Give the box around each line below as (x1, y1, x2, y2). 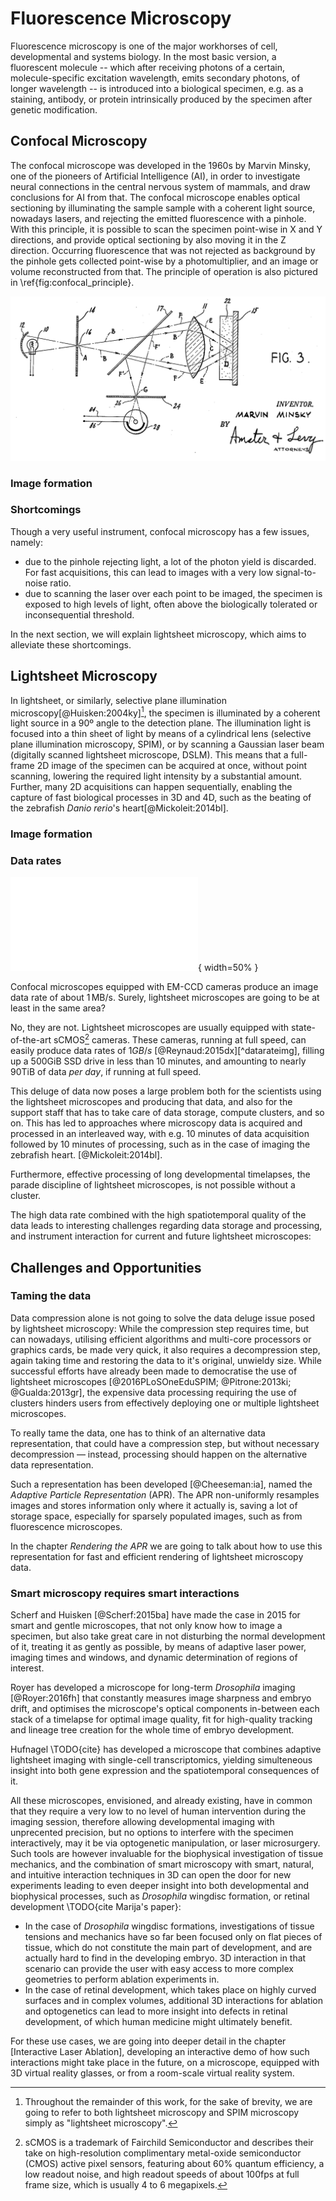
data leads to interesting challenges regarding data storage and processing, (10, 1220, 323, 1232)
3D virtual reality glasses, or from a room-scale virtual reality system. (10, 2067, 295, 2079)
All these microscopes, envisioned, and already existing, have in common (10, 1795, 313, 1807)
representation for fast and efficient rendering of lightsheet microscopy (10, 1550, 304, 1562)
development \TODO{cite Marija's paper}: (10, 1901, 182, 1913)
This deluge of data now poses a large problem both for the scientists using (10, 1085, 322, 1097)
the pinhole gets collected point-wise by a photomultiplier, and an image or (10, 255, 319, 267)
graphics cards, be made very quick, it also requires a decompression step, (10, 1343, 321, 1356)
